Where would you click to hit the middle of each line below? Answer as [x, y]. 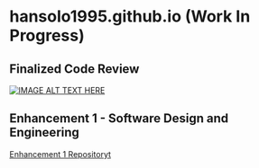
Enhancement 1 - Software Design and [119, 119]
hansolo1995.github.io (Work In [130, 17]
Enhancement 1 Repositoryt [60, 154]
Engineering [44, 133]
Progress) [47, 35]
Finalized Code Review [74, 69]
